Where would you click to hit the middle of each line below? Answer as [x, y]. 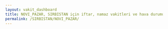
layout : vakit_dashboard [31, 10]
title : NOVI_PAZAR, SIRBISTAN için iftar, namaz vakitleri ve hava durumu [85, 14]
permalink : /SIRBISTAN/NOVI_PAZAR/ [42, 19]
